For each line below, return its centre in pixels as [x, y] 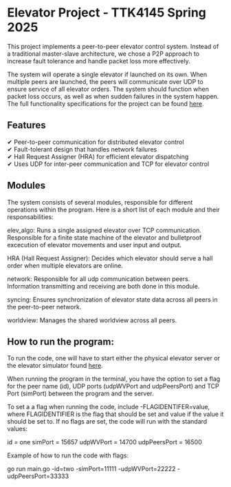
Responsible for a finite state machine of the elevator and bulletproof [104, 237]
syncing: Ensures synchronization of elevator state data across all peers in [112, 299]
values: [17, 429]
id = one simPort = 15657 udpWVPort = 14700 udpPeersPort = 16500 [104, 442]
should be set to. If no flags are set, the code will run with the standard [107, 422]
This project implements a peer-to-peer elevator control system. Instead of [113, 46]
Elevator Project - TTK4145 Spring [107, 13]
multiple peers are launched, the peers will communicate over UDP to [106, 81]
